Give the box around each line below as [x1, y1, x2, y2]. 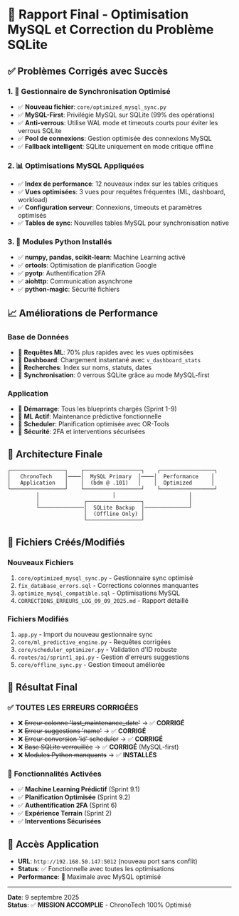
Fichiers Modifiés [7, 614, 69, 623]
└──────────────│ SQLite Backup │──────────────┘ [36, 505, 193, 512]
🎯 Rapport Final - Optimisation [7, 6, 189, 23]
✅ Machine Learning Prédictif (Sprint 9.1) [17, 785, 140, 794]
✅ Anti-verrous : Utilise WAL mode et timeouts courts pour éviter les [17, 118, 218, 127]
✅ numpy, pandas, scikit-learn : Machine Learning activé [17, 253, 186, 262]
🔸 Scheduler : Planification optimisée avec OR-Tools [17, 420, 169, 428]
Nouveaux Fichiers [7, 557, 74, 567]
